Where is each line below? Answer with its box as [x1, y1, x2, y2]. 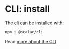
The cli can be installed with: [5, 20, 64, 26]
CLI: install [5, 3, 50, 15]
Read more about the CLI [5, 38, 56, 44]
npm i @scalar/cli [5, 29, 43, 34]
